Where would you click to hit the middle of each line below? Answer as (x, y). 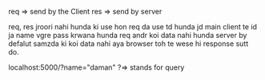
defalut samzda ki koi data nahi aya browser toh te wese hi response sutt (128, 44)
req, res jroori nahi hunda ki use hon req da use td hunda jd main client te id (133, 27)
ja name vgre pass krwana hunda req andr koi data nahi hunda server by (128, 35)
